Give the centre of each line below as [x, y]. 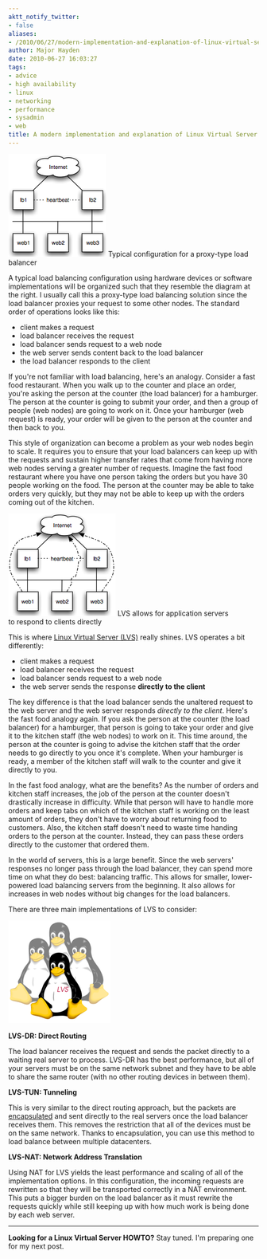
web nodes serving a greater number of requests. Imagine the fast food [125, 468]
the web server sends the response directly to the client [112, 687]
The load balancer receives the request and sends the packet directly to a [129, 1051]
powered [23, 885]
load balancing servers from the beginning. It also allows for [137, 885]
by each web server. [42, 1214]
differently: [26, 645]
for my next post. [36, 1246]
